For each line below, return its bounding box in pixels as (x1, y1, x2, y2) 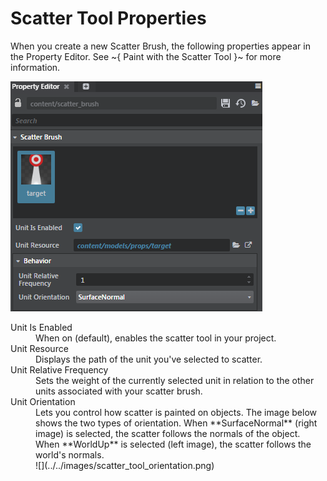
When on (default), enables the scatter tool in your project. (35, 332, 277, 344)
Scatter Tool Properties (10, 7, 207, 30)
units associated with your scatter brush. (35, 385, 203, 397)
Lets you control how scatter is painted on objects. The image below (35, 406, 317, 418)
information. (10, 61, 61, 73)
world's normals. (35, 448, 105, 461)
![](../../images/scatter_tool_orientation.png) (35, 459, 215, 471)
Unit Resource (10, 342, 69, 354)
